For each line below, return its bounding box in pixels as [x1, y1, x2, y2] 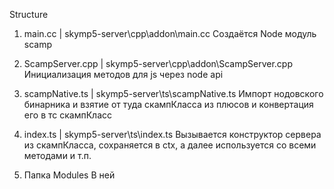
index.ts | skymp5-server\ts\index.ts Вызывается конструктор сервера [23, 129, 322, 140]
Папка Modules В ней [23, 169, 116, 181]
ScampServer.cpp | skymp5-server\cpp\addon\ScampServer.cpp [23, 58, 293, 69]
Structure [9, 9, 49, 20]
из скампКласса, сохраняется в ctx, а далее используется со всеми [23, 139, 317, 151]
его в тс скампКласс [23, 109, 113, 121]
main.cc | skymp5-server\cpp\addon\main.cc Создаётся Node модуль [23, 28, 317, 39]
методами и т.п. [23, 150, 92, 161]
